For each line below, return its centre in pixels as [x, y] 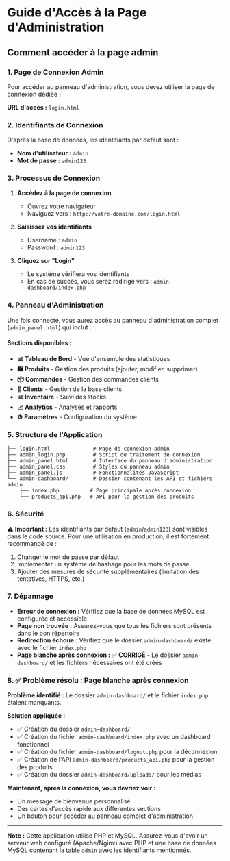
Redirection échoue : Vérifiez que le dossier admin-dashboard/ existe [114, 640]
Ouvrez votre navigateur [61, 206]
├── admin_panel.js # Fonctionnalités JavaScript [93, 473]
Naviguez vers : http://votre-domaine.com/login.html [104, 214]
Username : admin [52, 240]
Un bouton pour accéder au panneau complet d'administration [105, 816]
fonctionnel [33, 745]
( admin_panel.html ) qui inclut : [49, 327]
